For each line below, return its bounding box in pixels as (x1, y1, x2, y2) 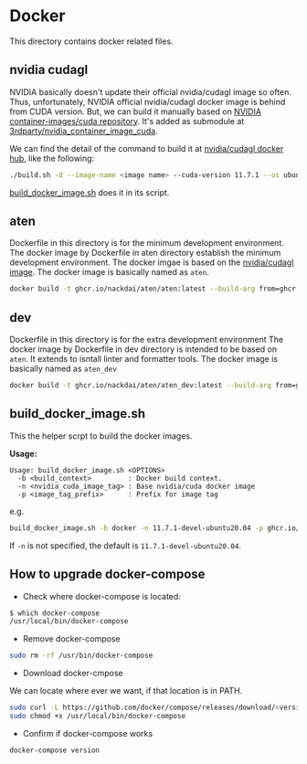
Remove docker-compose (22, 633, 121, 644)
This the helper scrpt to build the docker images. (9, 430, 193, 441)
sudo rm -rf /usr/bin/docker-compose (9, 651, 153, 661)
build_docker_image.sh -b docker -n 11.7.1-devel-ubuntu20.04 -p (9, 523, 263, 533)
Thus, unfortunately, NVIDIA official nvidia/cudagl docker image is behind (9, 96, 286, 107)
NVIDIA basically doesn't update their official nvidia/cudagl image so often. (9, 86, 292, 97)
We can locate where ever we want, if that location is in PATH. (9, 685, 243, 696)
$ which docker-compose (9, 609, 101, 618)
